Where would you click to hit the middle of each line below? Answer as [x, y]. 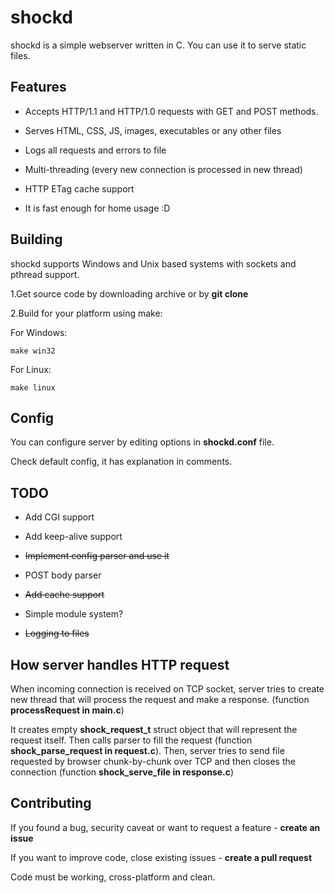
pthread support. [45, 274]
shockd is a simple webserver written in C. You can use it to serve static [158, 45]
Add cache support [64, 595]
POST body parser [63, 575]
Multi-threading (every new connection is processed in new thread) [163, 169]
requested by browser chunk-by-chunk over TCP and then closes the [153, 761]
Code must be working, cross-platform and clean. [113, 877]
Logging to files [57, 633]
